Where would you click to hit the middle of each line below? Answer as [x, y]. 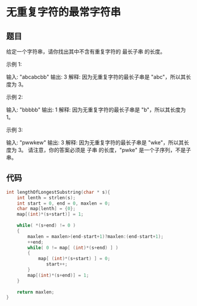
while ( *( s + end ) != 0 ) [46, 225]
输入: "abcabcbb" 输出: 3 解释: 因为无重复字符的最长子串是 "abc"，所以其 [96, 77]
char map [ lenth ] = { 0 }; [46, 209]
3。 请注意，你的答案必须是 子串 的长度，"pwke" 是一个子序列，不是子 [104, 150]
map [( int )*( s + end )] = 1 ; [58, 275]
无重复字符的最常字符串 [64, 12]
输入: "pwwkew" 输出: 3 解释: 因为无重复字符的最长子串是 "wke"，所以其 [95, 143]
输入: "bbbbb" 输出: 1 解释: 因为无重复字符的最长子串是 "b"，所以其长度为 [96, 110]
